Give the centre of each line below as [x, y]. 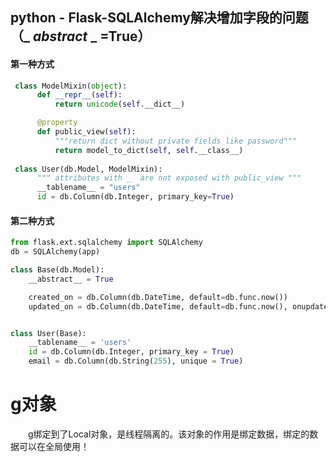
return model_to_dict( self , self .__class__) [149, 150]
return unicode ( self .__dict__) [120, 104]
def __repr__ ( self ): [79, 95]
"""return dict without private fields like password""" [176, 141]
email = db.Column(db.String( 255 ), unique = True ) [136, 361]
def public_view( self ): [86, 132]
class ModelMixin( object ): [71, 86]
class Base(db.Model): [57, 270]
